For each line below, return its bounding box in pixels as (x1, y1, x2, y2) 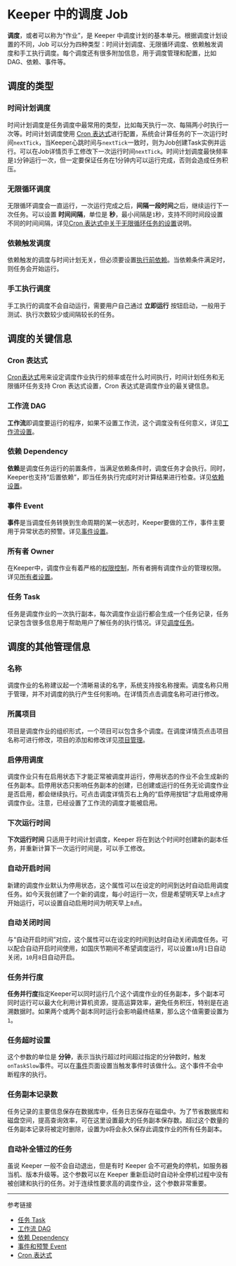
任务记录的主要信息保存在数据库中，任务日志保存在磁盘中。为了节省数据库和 (7, 1107, 229, 1115)
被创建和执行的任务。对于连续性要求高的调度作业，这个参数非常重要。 (7, 1179, 211, 1188)
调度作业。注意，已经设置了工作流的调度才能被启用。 (7, 798, 162, 807)
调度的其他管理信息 (7, 641, 91, 653)
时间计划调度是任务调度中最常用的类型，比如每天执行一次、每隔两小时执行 (7, 121, 223, 129)
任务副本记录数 (7, 1090, 58, 1100)
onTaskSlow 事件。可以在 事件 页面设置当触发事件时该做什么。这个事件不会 (7, 1061, 218, 1070)
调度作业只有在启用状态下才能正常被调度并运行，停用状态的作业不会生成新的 (7, 772, 229, 780)
